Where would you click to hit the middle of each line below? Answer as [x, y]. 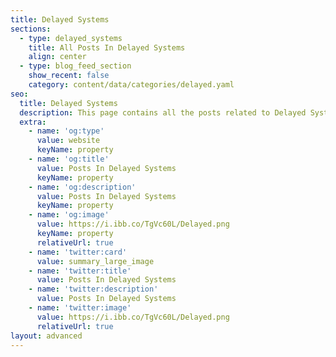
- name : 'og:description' [82, 187]
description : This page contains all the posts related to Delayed [163, 112]
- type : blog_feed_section [75, 66]
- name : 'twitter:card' [78, 252]
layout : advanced [46, 336]
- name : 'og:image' [69, 215]
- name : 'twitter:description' [93, 289]
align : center [57, 57]
